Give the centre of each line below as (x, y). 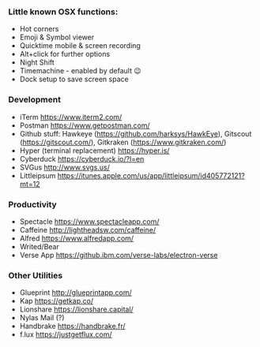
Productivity (32, 204)
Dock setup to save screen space (74, 79)
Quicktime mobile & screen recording (80, 46)
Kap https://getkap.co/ (57, 301)
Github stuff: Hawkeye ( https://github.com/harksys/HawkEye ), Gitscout (136, 133)
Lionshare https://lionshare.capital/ (77, 309)
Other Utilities (36, 275)
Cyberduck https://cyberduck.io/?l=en (82, 159)
